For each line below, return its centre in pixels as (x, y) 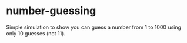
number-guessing (51, 11)
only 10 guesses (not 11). (36, 33)
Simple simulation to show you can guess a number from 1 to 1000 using (93, 27)
